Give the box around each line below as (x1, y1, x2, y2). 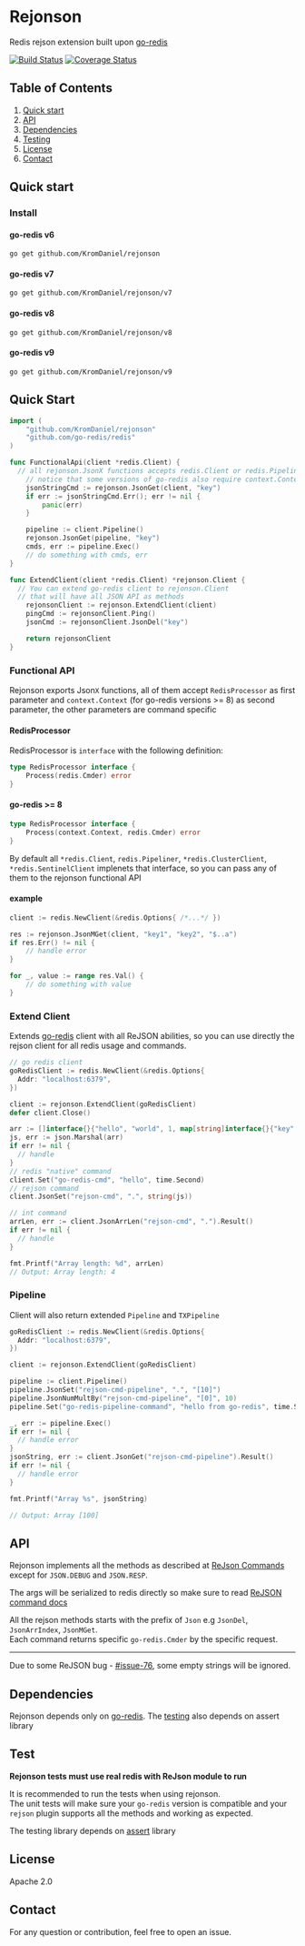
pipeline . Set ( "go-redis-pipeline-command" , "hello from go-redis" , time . (9, 1402, 295, 1411)
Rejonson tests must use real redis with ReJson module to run (9, 1770, 248, 1781)
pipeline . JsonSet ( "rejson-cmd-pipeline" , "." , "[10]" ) (9, 1386, 221, 1395)
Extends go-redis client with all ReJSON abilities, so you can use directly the (9, 1031, 295, 1042)
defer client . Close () (9, 1108, 92, 1117)
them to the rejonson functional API (9, 872, 143, 883)
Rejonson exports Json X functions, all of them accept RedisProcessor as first (9, 684, 296, 695)
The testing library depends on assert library (9, 1825, 176, 1836)
